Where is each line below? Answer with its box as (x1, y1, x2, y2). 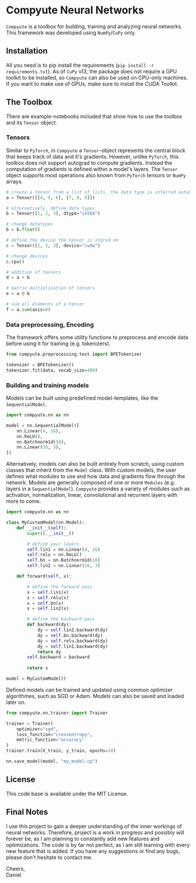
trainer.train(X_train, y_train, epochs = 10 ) (6, 748, 116, 754)
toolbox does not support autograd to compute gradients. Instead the (6, 159, 173, 166)
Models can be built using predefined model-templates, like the (6, 394, 159, 401)
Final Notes (6, 807, 48, 817)
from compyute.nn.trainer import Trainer (6, 710, 108, 716)
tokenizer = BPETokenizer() (6, 362, 75, 368)
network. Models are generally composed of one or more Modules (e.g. (6, 479, 176, 486)
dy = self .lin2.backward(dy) (37, 627, 108, 633)
